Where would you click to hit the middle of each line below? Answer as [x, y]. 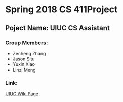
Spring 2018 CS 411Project [61, 9]
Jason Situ [24, 59]
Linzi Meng [24, 70]
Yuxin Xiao [24, 64]
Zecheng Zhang [29, 53]
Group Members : [27, 43]
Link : [11, 83]
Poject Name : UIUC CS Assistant [57, 28]
